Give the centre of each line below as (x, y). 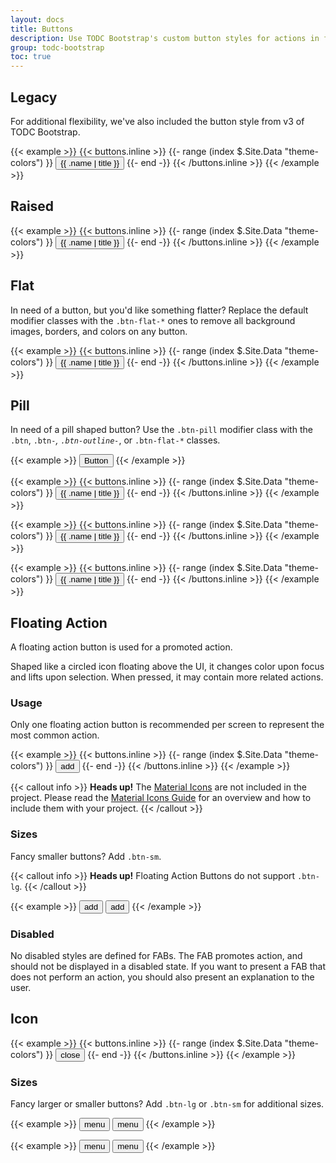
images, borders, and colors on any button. (99, 331)
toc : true (31, 57)
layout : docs (37, 19)
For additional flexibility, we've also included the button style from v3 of (157, 121)
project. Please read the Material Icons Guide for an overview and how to (161, 798)
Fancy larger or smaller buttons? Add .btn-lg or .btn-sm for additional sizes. (167, 1104)
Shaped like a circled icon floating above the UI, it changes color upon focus (167, 667)
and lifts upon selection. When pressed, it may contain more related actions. (167, 677)
